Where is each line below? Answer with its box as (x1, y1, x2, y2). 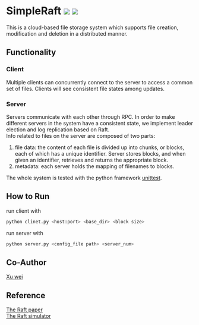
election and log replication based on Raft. (6, 126, 110, 133)
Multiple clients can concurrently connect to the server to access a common (6, 78, 193, 86)
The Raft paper (6, 306, 43, 313)
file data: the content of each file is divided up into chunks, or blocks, (14, 144, 185, 151)
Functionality (6, 48, 56, 58)
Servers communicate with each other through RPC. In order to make (6, 113, 175, 120)
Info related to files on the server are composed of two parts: (6, 132, 156, 139)
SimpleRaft (6, 4, 62, 18)
